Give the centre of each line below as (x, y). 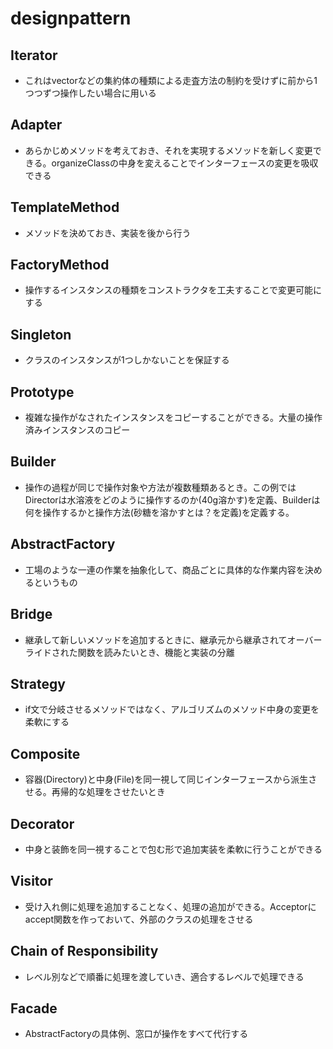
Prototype (42, 392)
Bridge (31, 614)
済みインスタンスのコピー (77, 430)
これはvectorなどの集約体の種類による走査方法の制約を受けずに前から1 (171, 80)
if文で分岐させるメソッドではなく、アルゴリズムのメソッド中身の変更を (172, 709)
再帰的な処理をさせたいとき (108, 792)
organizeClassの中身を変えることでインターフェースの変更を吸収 (185, 163)
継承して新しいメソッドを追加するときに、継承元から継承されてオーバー (173, 639)
